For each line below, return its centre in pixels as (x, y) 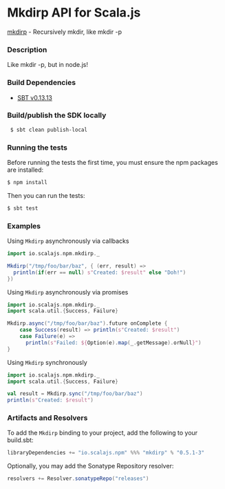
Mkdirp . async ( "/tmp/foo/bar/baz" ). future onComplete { (87, 323)
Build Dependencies (42, 83)
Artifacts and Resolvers (47, 418)
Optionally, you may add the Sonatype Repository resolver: (90, 466)
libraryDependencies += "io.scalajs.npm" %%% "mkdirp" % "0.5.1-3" (106, 453)
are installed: (25, 170)
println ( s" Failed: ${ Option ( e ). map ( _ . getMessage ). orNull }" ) (113, 343)
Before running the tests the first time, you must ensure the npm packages (112, 162)
